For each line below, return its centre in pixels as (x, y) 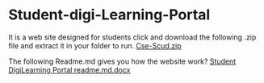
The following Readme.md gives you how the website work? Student (122, 61)
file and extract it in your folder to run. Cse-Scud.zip (95, 45)
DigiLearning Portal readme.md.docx (69, 69)
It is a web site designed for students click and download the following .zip (132, 37)
